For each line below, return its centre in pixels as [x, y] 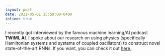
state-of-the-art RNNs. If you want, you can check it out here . [69, 48]
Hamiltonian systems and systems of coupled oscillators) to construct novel [83, 43]
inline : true [19, 19]
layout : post [19, 10]
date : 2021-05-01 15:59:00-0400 [39, 14]
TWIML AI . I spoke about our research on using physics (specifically [75, 38]
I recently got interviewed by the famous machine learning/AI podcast [77, 33]
